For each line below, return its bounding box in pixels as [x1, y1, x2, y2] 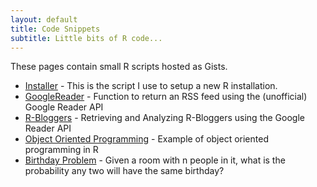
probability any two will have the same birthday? [24, 165, 225, 177]
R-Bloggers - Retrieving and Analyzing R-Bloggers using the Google [24, 112, 305, 124]
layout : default [10, 14, 78, 25]
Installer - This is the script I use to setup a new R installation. [24, 80, 278, 92]
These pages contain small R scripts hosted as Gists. [10, 61, 228, 73]
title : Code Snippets [10, 24, 101, 34]
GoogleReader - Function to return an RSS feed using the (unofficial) [24, 91, 308, 103]
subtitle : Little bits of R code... [10, 33, 163, 43]
